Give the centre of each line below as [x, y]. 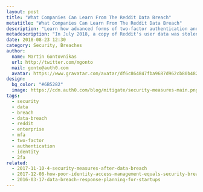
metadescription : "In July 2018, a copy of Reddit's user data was [93, 34]
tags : [13, 96]
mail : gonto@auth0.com [40, 68]
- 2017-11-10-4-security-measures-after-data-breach [79, 169]
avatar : [21, 73]
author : [16, 51]
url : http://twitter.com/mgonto [53, 62]
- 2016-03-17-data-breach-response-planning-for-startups [86, 180]
